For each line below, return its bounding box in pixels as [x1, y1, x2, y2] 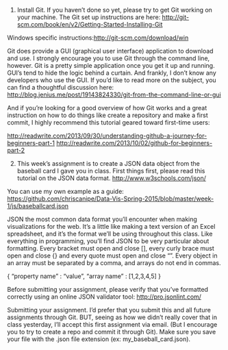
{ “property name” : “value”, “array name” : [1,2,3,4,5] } [7, 272, 161, 280]
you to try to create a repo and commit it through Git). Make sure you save [7, 328, 216, 336]
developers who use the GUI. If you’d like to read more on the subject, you [7, 76, 217, 84]
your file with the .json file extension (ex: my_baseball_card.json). [7, 335, 190, 343]
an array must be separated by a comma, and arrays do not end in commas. [7, 259, 221, 266]
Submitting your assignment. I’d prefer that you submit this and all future [7, 306, 211, 314]
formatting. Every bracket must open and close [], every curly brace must [7, 245, 214, 252]
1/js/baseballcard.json [7, 202, 69, 210]
